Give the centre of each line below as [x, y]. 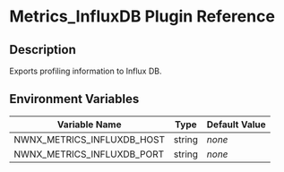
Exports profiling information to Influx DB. [86, 71]
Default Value [236, 125]
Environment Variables [74, 99]
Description [43, 50]
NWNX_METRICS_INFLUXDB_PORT [89, 154]
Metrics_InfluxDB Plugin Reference [142, 17]
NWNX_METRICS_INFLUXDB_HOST [90, 139]
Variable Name [89, 125]
